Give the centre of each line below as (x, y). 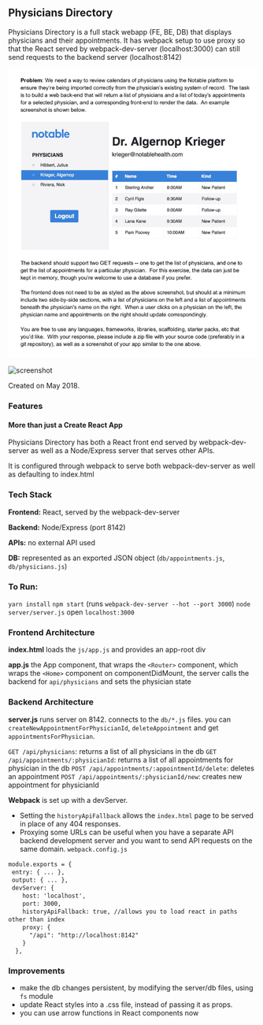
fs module (36, 996)
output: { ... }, (40, 880)
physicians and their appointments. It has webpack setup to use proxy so (127, 40)
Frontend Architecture (52, 632)
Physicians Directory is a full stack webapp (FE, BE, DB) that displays (120, 32)
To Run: (23, 586)
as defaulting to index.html (51, 474)
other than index (37, 919)
